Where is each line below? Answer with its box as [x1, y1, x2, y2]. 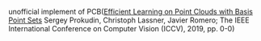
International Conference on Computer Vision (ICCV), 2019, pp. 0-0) [8, 24, 235, 33]
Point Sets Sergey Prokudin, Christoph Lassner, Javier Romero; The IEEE [8, 15, 250, 25]
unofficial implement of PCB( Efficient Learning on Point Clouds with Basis [8, 7, 253, 16]
